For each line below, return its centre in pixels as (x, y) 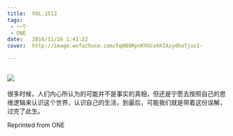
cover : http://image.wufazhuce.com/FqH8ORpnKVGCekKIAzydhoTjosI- (105, 46)
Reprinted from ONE (36, 125)
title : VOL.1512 (32, 14)
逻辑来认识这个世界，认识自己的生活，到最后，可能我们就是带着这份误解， (119, 102)
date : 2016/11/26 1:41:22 (48, 40)
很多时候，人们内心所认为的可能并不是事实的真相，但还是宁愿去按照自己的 (113, 94)
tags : (15, 20)
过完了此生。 (25, 111)
